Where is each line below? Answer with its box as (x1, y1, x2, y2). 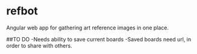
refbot (6, 4, 38, 18)
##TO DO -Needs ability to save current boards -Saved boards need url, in (6, 35, 192, 43)
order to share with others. (6, 42, 72, 49)
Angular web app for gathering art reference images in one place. (6, 24, 169, 31)
